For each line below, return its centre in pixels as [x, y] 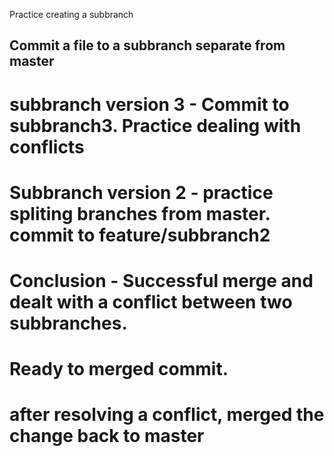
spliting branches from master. [140, 213]
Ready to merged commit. [119, 369]
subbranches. [68, 323]
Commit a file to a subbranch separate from [147, 45]
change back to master [107, 436]
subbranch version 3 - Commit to [149, 104]
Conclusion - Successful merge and [161, 280]
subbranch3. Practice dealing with [155, 125]
